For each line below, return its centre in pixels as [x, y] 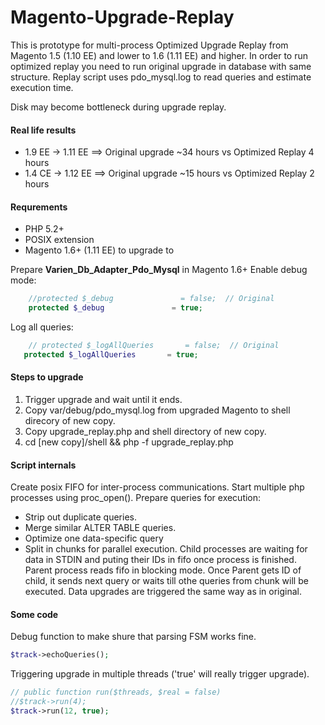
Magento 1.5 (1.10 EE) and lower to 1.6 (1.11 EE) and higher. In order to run [159, 55]
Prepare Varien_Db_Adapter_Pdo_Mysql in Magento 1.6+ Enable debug [159, 270]
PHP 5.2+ [44, 229]
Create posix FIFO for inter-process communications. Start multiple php [157, 487]
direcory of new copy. [70, 421]
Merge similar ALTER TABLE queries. [100, 528]
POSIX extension [59, 240]
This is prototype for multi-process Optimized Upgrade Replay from [149, 45]
